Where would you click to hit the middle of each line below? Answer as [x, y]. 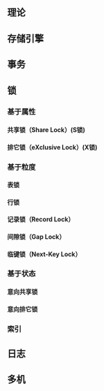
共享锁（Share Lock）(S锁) [46, 130]
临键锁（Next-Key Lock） [44, 254]
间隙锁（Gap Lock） [36, 237]
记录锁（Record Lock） [41, 219]
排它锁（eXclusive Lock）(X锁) [52, 147]
